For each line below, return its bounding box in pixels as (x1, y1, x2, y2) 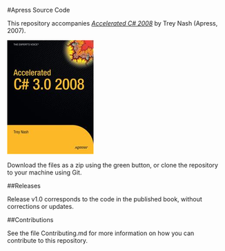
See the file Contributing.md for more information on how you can (7, 229, 195, 237)
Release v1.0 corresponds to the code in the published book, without (7, 195, 202, 203)
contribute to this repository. (7, 237, 88, 244)
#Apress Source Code (7, 6, 70, 14)
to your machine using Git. (7, 168, 82, 177)
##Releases (7, 182, 41, 190)
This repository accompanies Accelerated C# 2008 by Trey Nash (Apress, (7, 19, 218, 27)
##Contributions (7, 216, 54, 223)
